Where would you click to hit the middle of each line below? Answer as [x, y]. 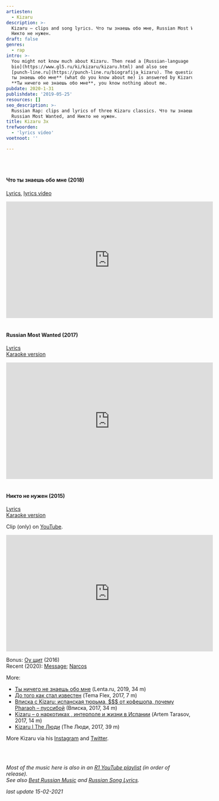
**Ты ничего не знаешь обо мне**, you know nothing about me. [89, 83]
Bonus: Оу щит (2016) [33, 660]
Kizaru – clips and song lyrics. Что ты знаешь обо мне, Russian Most [100, 28]
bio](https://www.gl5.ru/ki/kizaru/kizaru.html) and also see [89, 67]
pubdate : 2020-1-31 [30, 89]
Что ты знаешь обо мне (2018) [45, 180]
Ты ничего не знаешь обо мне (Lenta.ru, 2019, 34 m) [80, 689]
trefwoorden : [22, 127]
